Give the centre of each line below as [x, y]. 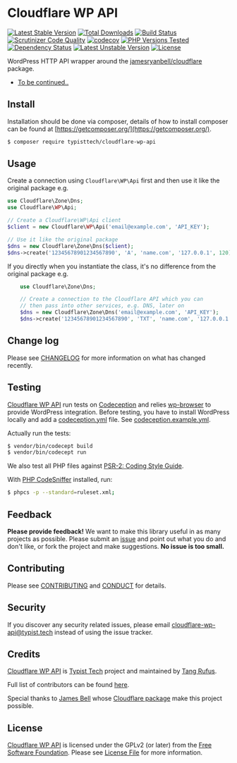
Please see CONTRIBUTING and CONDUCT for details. [87, 585]
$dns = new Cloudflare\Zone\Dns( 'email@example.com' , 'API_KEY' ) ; [120, 312]
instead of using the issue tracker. [103, 632]
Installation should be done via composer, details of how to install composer [118, 121]
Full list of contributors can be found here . [68, 685]
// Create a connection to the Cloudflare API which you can [111, 299]
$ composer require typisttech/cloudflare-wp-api [82, 142]
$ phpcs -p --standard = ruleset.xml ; [61, 492]
